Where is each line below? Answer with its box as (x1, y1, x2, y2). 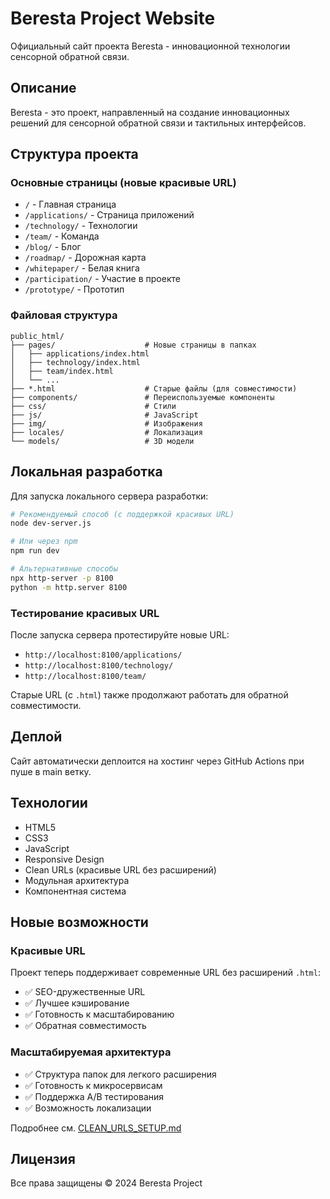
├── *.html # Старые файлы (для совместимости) (10, 383, 298, 394)
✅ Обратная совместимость (24, 1020, 147, 1032)
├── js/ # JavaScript (10, 410, 199, 420)
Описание (10, 80, 77, 97)
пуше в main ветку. (10, 765, 92, 777)
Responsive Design (24, 853, 105, 865)
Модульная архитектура (24, 874, 130, 886)
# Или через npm (10, 537, 78, 547)
